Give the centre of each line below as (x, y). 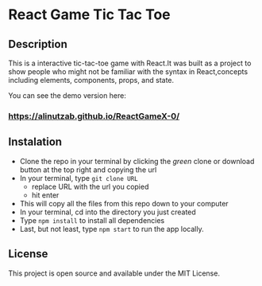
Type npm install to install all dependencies (92, 220)
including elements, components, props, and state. (91, 80)
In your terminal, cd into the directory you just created (108, 212)
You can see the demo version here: (67, 96)
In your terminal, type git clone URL (79, 178)
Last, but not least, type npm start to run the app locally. (112, 229)
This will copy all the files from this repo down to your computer (124, 203)
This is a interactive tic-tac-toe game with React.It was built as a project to (130, 63)
